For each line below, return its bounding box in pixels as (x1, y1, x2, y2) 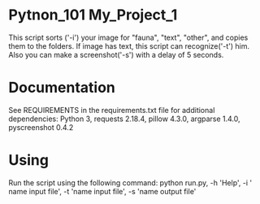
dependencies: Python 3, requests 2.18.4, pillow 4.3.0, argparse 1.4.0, (8, 114, 241, 124)
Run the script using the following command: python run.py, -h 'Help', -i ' (8, 177, 253, 188)
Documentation (8, 79, 116, 97)
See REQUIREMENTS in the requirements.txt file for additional (8, 105, 215, 115)
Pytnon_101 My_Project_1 (8, 6, 178, 24)
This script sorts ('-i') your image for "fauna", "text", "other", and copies (8, 33, 249, 42)
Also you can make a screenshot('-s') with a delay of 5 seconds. (8, 50, 224, 59)
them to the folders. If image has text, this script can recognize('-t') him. (8, 41, 250, 50)
